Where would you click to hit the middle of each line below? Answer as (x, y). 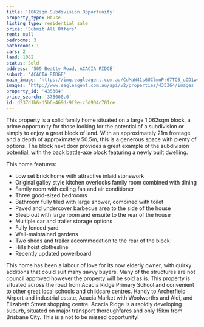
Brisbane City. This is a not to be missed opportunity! (73, 317)
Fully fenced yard (37, 227)
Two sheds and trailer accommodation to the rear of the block (92, 241)
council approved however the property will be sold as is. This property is (98, 278)
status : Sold (23, 63)
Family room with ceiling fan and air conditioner (75, 189)
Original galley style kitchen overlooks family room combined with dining (106, 182)
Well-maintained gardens (46, 234)
